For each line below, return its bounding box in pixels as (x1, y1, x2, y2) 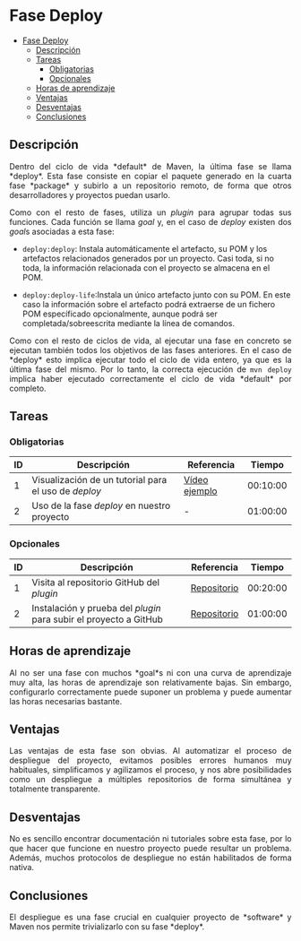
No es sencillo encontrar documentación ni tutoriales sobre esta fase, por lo (9, 833, 292, 844)
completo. (9, 383, 47, 393)
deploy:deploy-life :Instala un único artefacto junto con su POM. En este (21, 289, 291, 300)
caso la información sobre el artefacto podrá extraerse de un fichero (21, 298, 276, 309)
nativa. (9, 862, 34, 873)
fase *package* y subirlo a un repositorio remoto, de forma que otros (9, 180, 292, 191)
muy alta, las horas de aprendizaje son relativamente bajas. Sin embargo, (9, 677, 292, 687)
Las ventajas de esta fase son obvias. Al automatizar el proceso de (9, 746, 292, 756)
